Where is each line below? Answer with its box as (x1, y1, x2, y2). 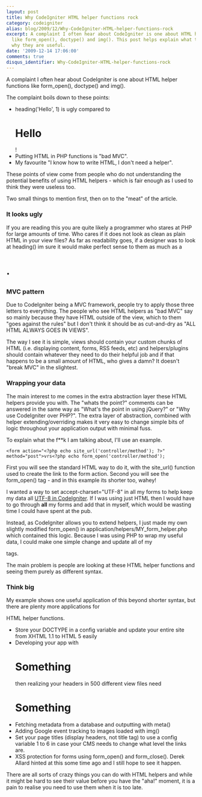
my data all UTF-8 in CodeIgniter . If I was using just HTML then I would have (6, 494, 195, 502)
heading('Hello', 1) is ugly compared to (14, 105, 111, 112)
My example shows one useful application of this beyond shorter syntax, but (6, 596, 196, 603)
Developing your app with (14, 639, 79, 646)
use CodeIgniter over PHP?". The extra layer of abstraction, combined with (6, 411, 191, 419)
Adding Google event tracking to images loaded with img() (14, 727, 160, 734)
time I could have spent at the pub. (6, 507, 92, 514)
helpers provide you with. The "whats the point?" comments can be (6, 399, 173, 406)
